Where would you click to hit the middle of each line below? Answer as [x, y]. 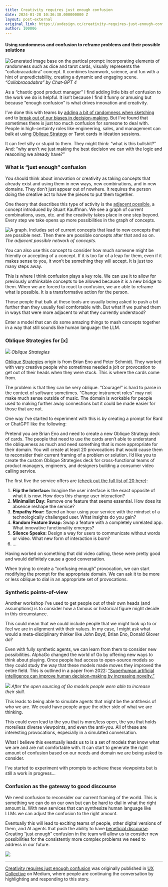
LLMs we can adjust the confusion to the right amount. [61, 813]
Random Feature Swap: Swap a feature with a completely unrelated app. [87, 522]
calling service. [21, 471]
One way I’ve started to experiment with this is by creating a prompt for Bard [84, 418]
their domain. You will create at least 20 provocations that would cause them [84, 450]
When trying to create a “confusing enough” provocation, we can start [77, 569]
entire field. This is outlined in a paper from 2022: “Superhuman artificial [80, 671]
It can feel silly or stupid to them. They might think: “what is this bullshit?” [81, 144]
